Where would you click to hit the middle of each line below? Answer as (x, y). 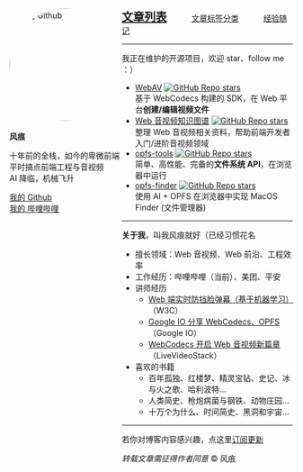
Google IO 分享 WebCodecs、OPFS (214, 322)
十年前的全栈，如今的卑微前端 (64, 155)
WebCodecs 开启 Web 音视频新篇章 (214, 344)
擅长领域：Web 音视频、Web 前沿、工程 (209, 254)
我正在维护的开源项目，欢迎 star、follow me (203, 58)
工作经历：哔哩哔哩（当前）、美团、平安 (208, 277)
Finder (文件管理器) (170, 207)
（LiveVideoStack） (185, 355)
